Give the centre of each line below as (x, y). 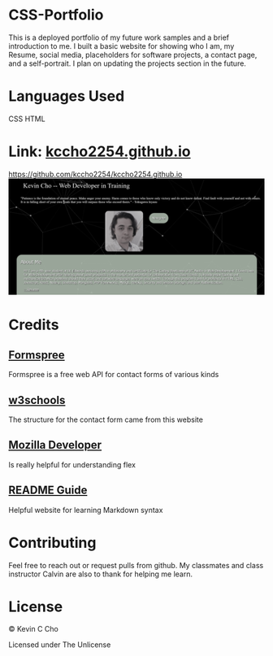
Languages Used (67, 96)
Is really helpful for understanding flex (72, 464)
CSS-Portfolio (56, 15)
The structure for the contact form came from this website (106, 419)
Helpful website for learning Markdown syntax (86, 510)
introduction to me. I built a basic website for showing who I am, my (121, 46)
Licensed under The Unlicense (60, 645)
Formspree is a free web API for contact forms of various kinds (114, 375)
